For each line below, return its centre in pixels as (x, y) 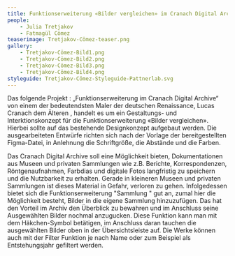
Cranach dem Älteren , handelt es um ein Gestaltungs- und (92, 113)
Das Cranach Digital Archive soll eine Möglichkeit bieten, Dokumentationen (115, 156)
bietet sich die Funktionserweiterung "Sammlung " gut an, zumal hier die (112, 193)
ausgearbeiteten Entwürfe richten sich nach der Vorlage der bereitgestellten (117, 135)
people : (19, 20)
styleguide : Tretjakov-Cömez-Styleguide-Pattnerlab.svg (90, 78)
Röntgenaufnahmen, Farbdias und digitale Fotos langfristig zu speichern (111, 171)
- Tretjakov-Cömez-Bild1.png (62, 53)
